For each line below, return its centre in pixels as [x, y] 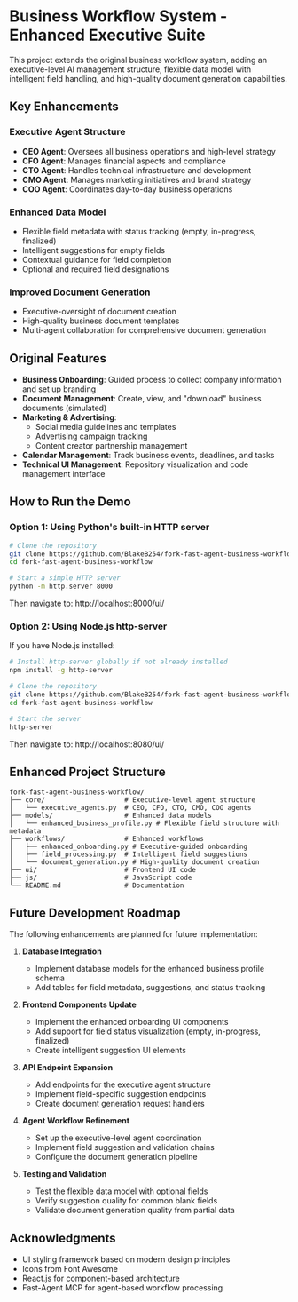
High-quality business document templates [101, 321]
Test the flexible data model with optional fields [122, 1191]
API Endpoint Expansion [67, 1068]
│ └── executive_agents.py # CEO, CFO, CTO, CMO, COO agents [130, 808]
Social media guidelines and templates [106, 427]
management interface [63, 474]
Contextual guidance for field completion [97, 259]
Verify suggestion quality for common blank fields [126, 1201]
